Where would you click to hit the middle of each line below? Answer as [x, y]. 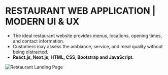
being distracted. [30, 52]
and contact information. [38, 41]
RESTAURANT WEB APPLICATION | [80, 11]
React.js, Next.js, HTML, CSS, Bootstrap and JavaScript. [73, 57]
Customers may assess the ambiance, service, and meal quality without [88, 46]
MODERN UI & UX [42, 22]
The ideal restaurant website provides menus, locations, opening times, [87, 35]
